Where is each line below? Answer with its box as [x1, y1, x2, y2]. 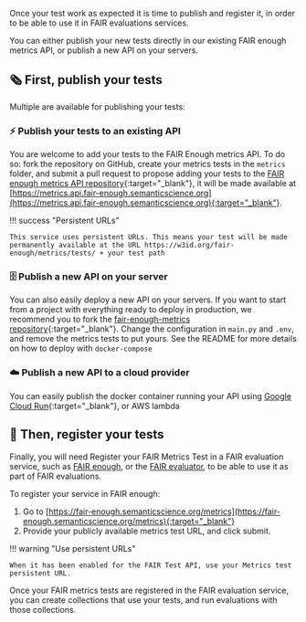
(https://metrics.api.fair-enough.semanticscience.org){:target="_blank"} [9, 197, 280, 208]
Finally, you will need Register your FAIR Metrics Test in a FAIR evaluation [9, 451, 284, 462]
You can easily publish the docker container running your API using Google [9, 390, 292, 401]
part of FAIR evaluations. [9, 470, 102, 481]
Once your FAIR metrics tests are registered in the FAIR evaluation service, [9, 585, 290, 596]
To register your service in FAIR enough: [9, 488, 161, 499]
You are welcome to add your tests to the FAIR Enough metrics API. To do [9, 149, 286, 160]
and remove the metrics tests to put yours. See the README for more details [9, 333, 297, 344]
